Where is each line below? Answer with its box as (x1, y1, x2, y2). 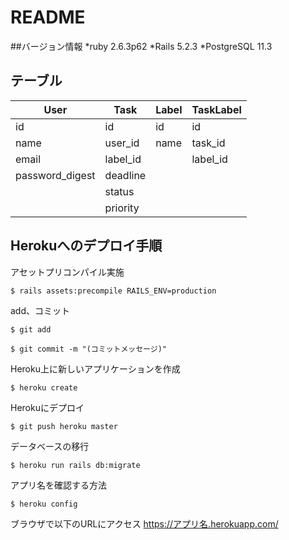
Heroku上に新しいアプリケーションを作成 (10, 362, 181, 375)
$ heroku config (10, 499, 78, 509)
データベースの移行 (10, 440, 90, 452)
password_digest (15, 168, 96, 182)
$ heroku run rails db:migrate (10, 460, 141, 470)
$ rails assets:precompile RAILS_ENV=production (10, 286, 217, 296)
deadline (104, 168, 147, 182)
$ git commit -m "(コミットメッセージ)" (10, 344, 167, 354)
